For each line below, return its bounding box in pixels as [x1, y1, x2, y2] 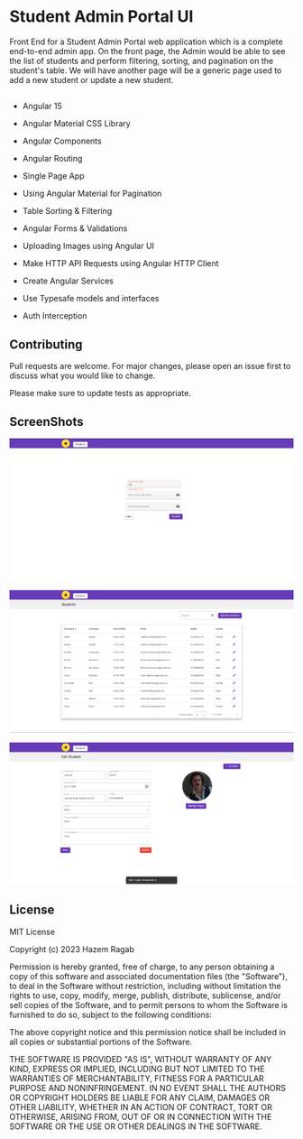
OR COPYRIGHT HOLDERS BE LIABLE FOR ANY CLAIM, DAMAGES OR [9, 1092, 271, 1103]
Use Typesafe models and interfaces [22, 293, 160, 304]
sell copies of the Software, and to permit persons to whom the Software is [9, 999, 289, 1010]
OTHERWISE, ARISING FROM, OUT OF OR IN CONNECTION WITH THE [9, 1111, 272, 1122]
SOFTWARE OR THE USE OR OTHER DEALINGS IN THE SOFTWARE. [9, 1121, 262, 1132]
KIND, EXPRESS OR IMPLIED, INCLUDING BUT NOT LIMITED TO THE [9, 1063, 265, 1074]
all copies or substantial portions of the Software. [9, 1036, 192, 1047]
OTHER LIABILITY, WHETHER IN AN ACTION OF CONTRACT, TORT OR [9, 1101, 272, 1112]
